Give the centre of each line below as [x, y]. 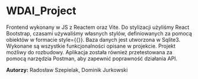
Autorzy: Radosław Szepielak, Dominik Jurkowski [67, 70]
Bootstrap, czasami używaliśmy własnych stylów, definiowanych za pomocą [99, 33]
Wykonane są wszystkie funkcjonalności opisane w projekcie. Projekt [91, 46]
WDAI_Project [41, 11]
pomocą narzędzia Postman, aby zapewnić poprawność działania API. [92, 58]
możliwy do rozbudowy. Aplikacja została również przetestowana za [90, 52]
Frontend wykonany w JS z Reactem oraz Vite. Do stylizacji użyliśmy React [98, 27]
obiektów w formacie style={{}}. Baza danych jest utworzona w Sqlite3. [93, 39]
